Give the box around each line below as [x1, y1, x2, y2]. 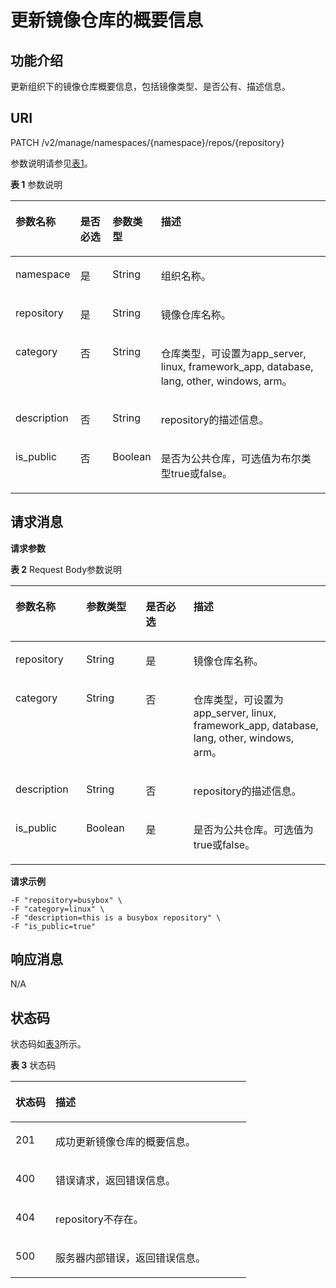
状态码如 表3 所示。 [10, 1038, 87, 1050]
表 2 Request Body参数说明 [10, 563, 123, 575]
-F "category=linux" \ [10, 904, 105, 914]
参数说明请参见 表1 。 [10, 157, 93, 169]
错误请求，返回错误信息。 [55, 1174, 177, 1188]
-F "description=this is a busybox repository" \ [10, 912, 222, 923]
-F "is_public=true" [10, 921, 97, 931]
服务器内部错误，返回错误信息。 [55, 1251, 207, 1265]
